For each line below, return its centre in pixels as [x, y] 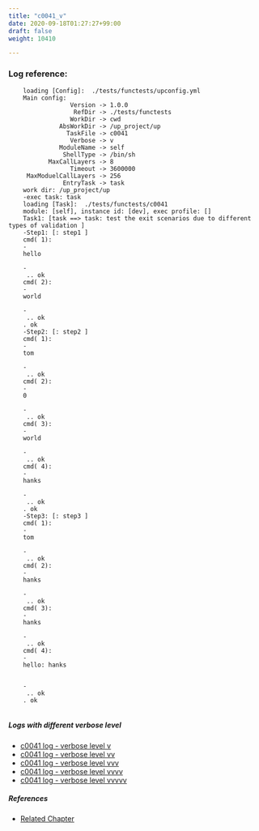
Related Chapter [47, 819]
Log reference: [38, 74]
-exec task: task [52, 197]
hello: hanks [45, 665]
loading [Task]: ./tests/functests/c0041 [96, 204]
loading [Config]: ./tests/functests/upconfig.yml [112, 91]
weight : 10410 [32, 38]
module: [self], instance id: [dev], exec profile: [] [117, 211]
